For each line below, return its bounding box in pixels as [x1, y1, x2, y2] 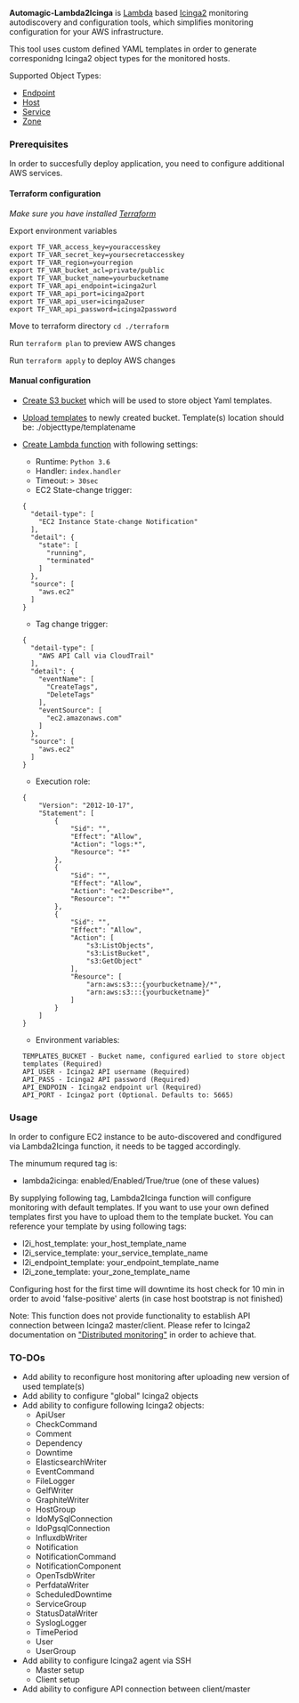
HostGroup [35, 1504, 77, 1515]
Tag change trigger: [35, 618, 109, 629]
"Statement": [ [38, 809, 95, 818]
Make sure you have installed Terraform [9, 208, 157, 219]
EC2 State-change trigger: [35, 484, 133, 495]
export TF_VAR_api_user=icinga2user [9, 297, 145, 306]
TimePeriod [35, 1627, 78, 1638]
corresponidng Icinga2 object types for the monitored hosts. [9, 53, 230, 63]
